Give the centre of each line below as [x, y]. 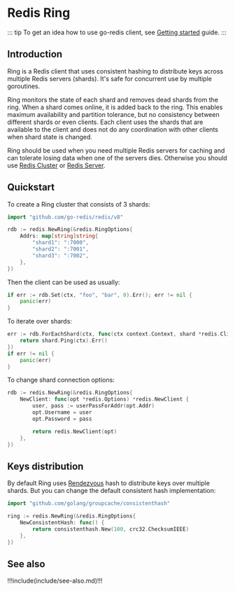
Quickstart [31, 187]
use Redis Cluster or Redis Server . [56, 165]
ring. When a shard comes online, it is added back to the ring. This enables [115, 107]
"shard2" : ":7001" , [61, 249]
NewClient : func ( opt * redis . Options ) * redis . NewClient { [105, 399]
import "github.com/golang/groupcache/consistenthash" [89, 503]
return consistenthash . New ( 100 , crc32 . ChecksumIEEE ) [111, 529]
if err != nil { [31, 354]
